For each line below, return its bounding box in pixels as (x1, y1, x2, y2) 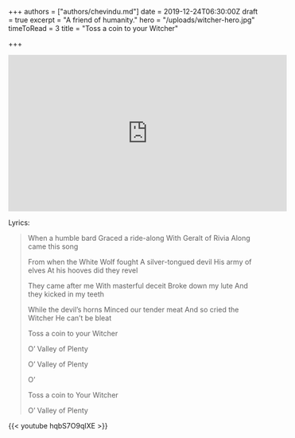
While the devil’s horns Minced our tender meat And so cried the (27, 305, 239, 314)
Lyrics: (8, 218, 30, 227)
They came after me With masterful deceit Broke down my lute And (27, 281, 249, 290)
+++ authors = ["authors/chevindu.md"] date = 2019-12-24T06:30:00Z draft (8, 7, 258, 16)
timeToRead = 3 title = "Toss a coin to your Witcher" (8, 24, 179, 33)
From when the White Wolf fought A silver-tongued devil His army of (27, 258, 252, 266)
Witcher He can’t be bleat (27, 313, 112, 323)
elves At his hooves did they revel (27, 266, 138, 275)
